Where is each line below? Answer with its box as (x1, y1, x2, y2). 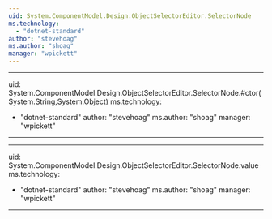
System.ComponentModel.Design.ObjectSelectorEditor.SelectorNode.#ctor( (8, 88, 261, 97)
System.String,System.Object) (8, 97, 109, 106)
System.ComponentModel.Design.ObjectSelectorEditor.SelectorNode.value (8, 161, 259, 170)
